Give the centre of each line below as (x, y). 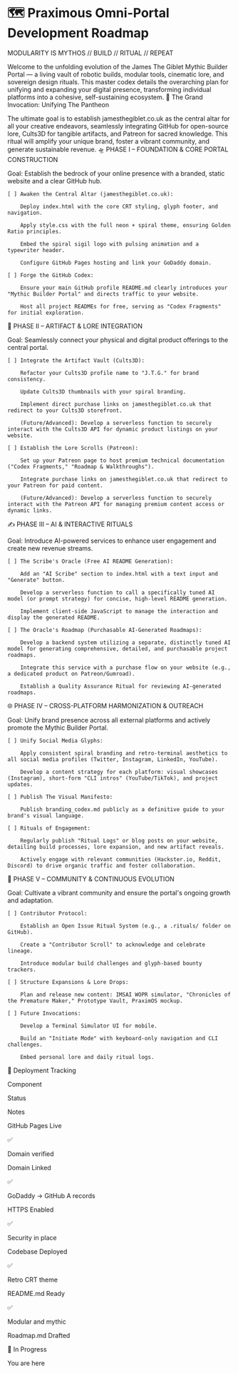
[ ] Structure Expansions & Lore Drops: (68, 982)
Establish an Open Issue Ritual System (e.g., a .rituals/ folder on (126, 926)
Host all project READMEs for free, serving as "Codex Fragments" (121, 306)
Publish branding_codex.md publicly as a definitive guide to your (122, 809)
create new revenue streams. (50, 548)
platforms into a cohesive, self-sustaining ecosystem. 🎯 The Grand (105, 97)
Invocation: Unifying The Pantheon (58, 104)
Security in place (32, 1237)
